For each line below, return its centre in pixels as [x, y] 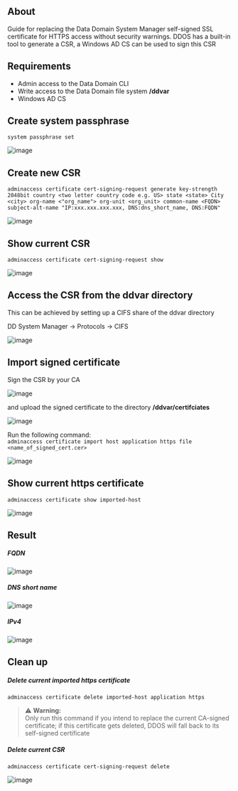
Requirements [39, 67]
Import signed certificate [64, 362]
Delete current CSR [36, 749]
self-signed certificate [57, 733]
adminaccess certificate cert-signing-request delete [89, 767]
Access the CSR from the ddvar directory [100, 296]
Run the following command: [49, 435]
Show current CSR [49, 244]
